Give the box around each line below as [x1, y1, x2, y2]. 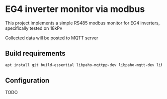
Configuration [5, 76, 50, 85]
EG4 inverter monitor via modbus [5, 3, 145, 15]
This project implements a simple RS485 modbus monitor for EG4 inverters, [5, 20, 160, 26]
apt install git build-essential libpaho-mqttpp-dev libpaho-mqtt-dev [5, 62, 155, 68]
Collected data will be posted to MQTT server [5, 35, 98, 41]
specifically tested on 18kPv [5, 25, 63, 31]
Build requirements [5, 49, 66, 58]
